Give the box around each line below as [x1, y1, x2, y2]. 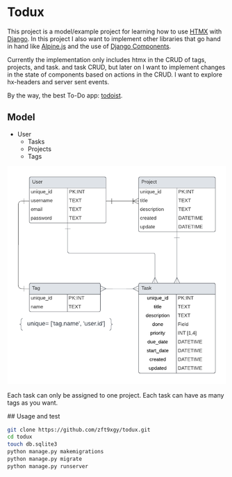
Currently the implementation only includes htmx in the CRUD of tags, [7, 55, 207, 63]
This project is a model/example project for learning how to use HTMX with [7, 27, 222, 36]
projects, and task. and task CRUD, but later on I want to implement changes [7, 63, 226, 71]
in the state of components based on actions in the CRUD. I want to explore [7, 70, 222, 79]
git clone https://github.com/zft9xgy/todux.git [7, 426, 151, 433]
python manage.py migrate [7, 455, 82, 463]
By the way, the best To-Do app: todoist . [7, 91, 123, 100]
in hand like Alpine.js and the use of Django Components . [7, 42, 172, 50]
